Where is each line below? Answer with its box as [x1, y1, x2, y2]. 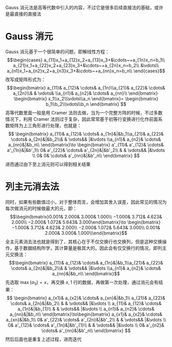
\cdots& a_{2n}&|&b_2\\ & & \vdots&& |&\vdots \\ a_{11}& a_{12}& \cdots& [10, 300, 162, 306]
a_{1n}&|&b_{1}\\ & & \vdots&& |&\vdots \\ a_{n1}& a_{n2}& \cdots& [17, 306, 155, 312]
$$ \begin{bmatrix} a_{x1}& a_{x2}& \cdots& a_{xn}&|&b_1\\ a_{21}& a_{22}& [7, 295, 165, 301]
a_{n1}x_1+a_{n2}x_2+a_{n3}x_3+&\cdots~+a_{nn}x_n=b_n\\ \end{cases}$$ [7, 68, 165, 74]
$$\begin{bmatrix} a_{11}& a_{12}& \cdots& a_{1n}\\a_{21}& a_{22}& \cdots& [7, 84, 165, 91]
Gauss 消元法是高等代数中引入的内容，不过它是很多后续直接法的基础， [5, 5, 155, 10]
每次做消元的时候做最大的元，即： [5, 205, 77, 211]
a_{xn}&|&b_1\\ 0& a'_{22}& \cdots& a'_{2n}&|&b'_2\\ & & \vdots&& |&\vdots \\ [6, 316, 166, 322]
